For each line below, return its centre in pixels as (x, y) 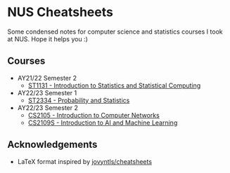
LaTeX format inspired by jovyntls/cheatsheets (85, 161)
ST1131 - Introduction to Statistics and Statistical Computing (114, 85)
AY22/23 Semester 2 (48, 108)
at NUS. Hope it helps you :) (47, 39)
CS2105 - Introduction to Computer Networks (94, 115)
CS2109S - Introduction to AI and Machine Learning (103, 123)
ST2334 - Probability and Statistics (79, 100)
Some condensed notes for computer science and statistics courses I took (115, 32)
